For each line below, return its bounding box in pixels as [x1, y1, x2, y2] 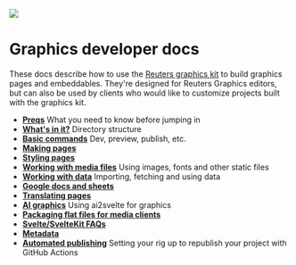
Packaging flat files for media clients [21, 209, 161, 219]
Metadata [21, 228, 60, 238]
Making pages [21, 143, 77, 153]
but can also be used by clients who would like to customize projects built [9, 87, 281, 98]
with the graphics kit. [9, 96, 86, 107]
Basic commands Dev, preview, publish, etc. [21, 133, 186, 144]
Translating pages [21, 190, 92, 201]
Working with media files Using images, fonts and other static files [21, 161, 269, 172]
